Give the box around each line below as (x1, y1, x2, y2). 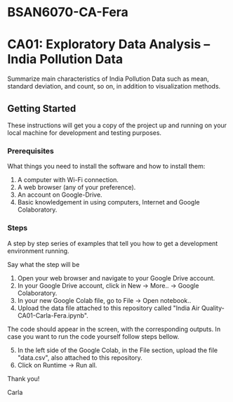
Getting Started (7, 103, 76, 115)
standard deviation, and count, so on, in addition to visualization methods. (7, 82, 221, 91)
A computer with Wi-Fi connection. (17, 176, 119, 184)
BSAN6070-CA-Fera (7, 4, 128, 20)
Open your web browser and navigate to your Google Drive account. (17, 273, 215, 282)
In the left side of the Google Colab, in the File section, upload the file (17, 346, 218, 354)
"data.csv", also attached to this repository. (17, 353, 142, 362)
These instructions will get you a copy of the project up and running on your (7, 121, 227, 129)
